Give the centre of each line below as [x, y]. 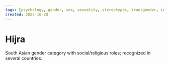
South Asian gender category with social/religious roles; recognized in [78, 53]
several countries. [24, 58]
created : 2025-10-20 [27, 14]
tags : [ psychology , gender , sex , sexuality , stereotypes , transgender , [82, 10]
